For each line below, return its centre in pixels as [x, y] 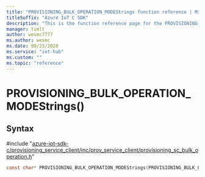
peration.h [19, 156]
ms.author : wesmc [28, 40]
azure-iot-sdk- [50, 143]
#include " [19, 143]
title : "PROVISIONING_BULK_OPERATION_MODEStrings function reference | [99, 12]
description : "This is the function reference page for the [85, 23]
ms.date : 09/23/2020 [33, 46]
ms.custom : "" [24, 57]
